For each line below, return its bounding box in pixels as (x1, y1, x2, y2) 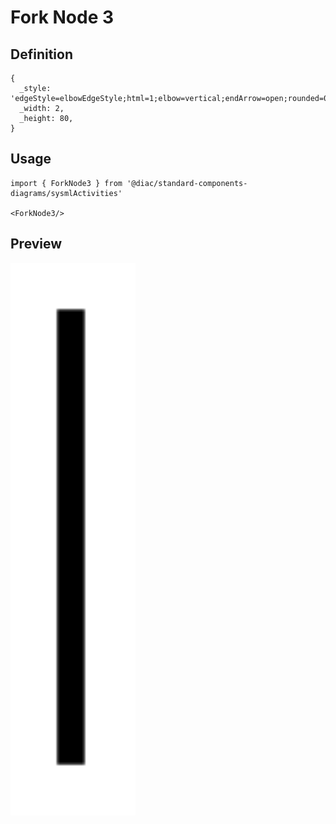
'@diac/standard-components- (126, 178, 248, 188)
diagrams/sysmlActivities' (10, 188, 123, 198)
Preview (10, 236, 63, 253)
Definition (10, 46, 73, 63)
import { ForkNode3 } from (10, 178, 123, 188)
